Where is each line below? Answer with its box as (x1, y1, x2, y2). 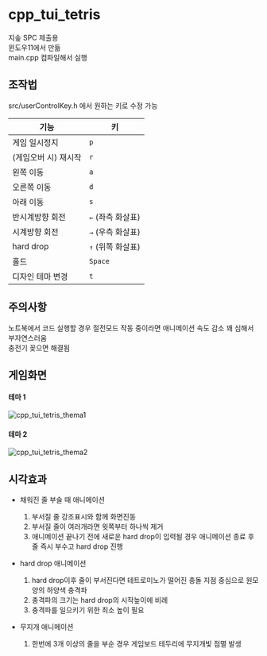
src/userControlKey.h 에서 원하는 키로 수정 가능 (8, 101, 158, 110)
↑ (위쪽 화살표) (88, 241, 141, 252)
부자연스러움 (8, 333, 48, 342)
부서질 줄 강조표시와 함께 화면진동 (31, 512, 137, 522)
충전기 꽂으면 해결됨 (8, 343, 70, 353)
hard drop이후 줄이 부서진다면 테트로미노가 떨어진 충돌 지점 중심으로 (31, 576, 245, 585)
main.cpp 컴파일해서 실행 (8, 52, 87, 62)
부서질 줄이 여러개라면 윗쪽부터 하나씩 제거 (31, 522, 164, 531)
